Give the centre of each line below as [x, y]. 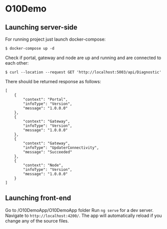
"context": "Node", [43, 165]
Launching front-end [38, 198]
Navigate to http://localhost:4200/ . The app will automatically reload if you [83, 215]
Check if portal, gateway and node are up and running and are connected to [83, 58]
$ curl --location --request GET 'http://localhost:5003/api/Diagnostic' [83, 72]
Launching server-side [41, 27]
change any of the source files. [37, 220]
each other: [17, 63]
